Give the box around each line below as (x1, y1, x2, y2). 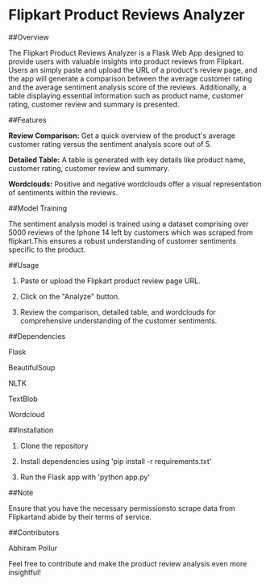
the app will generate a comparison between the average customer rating (8, 73, 252, 83)
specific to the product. (8, 244, 86, 254)
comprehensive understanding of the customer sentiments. (19, 315, 218, 325)
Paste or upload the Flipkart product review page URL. (19, 276, 201, 286)
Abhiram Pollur (8, 543, 58, 553)
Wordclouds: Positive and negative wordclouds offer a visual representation (8, 179, 262, 189)
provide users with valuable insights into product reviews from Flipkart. (8, 56, 244, 66)
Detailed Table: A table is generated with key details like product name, (8, 155, 246, 165)
